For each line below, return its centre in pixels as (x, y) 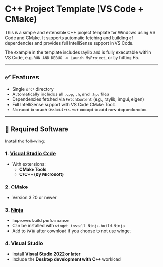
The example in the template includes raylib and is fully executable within (78, 52)
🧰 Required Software (37, 129)
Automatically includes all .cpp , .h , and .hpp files (60, 94)
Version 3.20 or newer (34, 198)
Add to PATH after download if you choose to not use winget (71, 231)
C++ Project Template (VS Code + (74, 9)
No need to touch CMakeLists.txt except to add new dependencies (79, 110)
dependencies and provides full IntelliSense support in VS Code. (69, 43)
